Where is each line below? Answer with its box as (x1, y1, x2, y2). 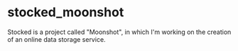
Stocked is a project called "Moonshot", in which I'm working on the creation (7, 28, 232, 36)
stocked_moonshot (7, 4, 124, 21)
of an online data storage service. (7, 35, 106, 43)
